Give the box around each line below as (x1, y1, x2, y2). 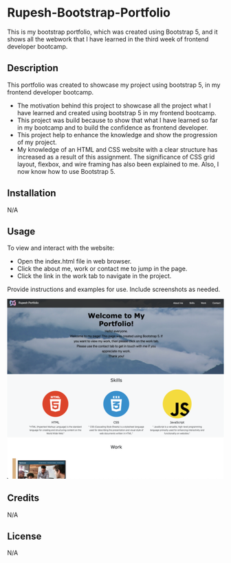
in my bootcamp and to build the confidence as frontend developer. (16, 123, 208, 132)
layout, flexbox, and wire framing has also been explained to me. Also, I (16, 160, 219, 168)
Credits (7, 492, 40, 504)
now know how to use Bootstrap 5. (16, 167, 115, 175)
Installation (7, 188, 56, 199)
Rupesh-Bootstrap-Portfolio (7, 5, 170, 21)
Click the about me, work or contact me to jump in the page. (16, 264, 188, 273)
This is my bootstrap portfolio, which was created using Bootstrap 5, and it (7, 28, 218, 36)
